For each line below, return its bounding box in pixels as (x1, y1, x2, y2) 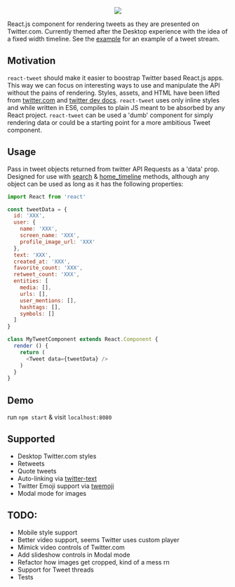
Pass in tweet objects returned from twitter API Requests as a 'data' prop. (7, 165, 220, 173)
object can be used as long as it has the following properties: (7, 180, 184, 188)
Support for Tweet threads (17, 565, 95, 574)
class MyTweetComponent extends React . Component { (7, 336, 159, 343)
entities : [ (13, 278, 49, 285)
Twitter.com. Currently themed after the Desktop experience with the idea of (7, 27, 228, 35)
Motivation (7, 55, 56, 67)
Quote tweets (17, 466, 57, 475)
